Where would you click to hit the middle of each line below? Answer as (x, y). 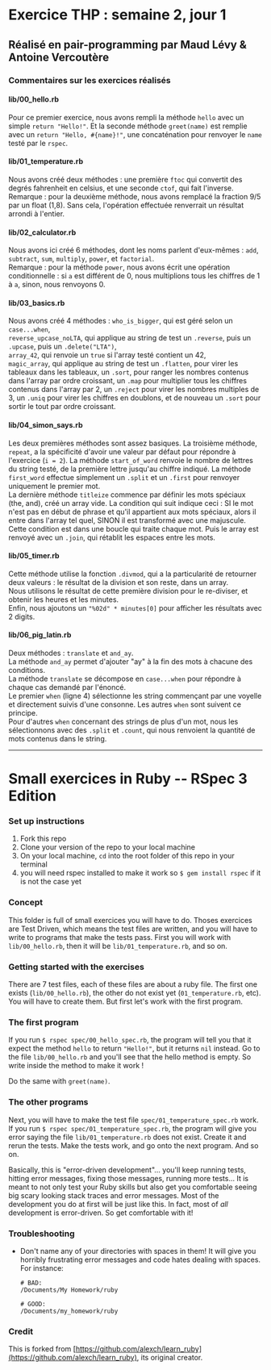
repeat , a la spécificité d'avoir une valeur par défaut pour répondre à (122, 451)
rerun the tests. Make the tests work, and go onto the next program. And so (133, 1145)
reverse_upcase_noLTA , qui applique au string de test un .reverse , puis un (130, 338)
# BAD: (31, 1283)
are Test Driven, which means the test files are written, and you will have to (133, 929)
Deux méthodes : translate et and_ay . (71, 653)
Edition (32, 796)
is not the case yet (51, 882)
